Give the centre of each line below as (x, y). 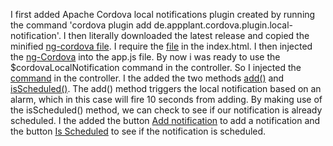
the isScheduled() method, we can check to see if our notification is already (166, 110)
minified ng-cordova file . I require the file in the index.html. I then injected (161, 46)
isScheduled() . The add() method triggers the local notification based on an (166, 88)
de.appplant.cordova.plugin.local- (223, 25)
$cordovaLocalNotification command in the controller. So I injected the (156, 67)
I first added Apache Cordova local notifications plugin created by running (163, 14)
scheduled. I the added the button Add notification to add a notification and (165, 120)
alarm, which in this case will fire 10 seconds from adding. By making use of (166, 99)
